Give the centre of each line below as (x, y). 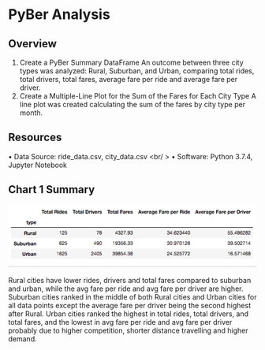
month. (31, 113)
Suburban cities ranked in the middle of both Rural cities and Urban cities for (133, 296)
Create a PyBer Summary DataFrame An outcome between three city (132, 62)
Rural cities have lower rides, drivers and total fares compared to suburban (130, 280)
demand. (22, 339)
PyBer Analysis (59, 15)
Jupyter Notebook (38, 165)
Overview (33, 44)
